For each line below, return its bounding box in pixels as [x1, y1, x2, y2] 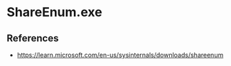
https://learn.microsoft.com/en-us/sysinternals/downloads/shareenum [16, 51, 224, 59]
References [6, 32, 59, 44]
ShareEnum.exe [6, 4, 102, 20]
